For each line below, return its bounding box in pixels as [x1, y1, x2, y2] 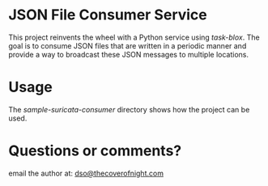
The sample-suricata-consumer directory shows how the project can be [8, 104, 250, 114]
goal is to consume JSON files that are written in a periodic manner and [8, 40, 247, 50]
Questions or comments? [8, 142, 182, 160]
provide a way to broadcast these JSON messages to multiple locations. [8, 49, 249, 59]
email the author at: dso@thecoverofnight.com [8, 168, 164, 178]
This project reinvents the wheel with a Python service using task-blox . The [8, 32, 261, 42]
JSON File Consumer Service [8, 6, 208, 24]
